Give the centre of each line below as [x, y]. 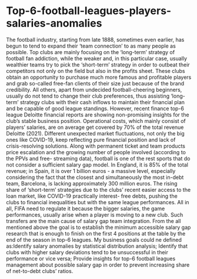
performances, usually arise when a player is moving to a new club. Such [95, 215]
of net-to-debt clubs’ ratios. [40, 271]
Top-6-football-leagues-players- [89, 11]
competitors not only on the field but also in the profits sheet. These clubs [96, 71]
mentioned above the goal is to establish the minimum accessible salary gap [98, 227]
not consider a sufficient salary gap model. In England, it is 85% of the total [97, 165]
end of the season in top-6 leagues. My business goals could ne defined [94, 240]
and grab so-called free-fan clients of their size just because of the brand [95, 83]
